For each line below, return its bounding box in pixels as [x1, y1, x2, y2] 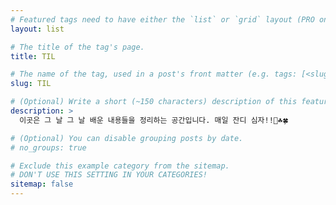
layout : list [10, 24, 65, 34]
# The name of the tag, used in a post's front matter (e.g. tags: [10, 69, 298, 80]
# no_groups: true [10, 142, 87, 153]
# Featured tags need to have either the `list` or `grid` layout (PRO [10, 14, 315, 25]
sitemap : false [10, 179, 74, 190]
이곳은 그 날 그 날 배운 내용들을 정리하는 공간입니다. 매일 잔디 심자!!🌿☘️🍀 [19, 115, 289, 125]
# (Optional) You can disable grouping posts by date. [10, 133, 244, 143]
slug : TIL [10, 79, 52, 89]
